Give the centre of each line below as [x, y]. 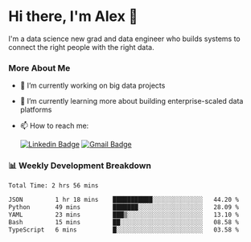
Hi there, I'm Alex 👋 [73, 16]
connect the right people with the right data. [81, 47]
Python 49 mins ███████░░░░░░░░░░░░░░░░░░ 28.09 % [124, 207]
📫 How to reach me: [54, 126]
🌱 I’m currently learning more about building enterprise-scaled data [132, 101]
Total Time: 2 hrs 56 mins [53, 185]
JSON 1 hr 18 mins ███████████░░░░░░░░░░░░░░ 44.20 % [124, 200]
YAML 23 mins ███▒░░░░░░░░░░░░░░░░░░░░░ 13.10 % [124, 215]
